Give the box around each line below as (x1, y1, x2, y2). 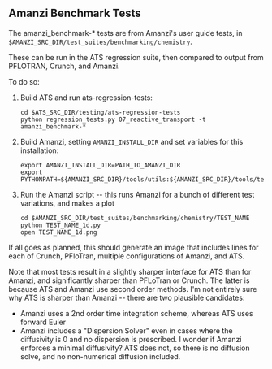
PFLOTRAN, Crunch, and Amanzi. (8, 61, 120, 71)
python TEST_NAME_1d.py (19, 221, 101, 229)
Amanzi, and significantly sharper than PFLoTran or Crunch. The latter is (8, 276, 250, 285)
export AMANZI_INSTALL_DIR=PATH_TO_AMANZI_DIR (19, 161, 181, 169)
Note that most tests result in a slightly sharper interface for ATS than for (8, 267, 252, 276)
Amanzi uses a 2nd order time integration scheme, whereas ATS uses (19, 308, 253, 318)
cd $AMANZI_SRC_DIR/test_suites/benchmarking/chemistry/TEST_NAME (19, 214, 250, 222)
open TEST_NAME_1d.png (19, 228, 97, 237)
